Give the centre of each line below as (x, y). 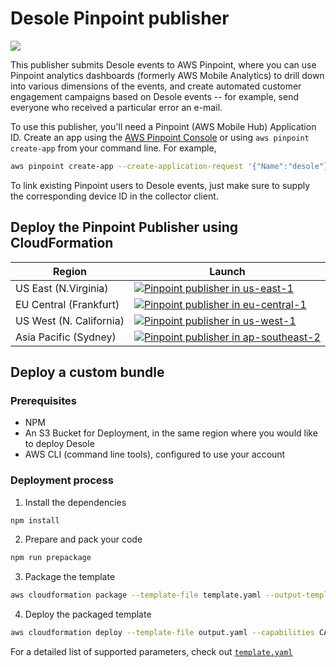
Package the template (70, 577)
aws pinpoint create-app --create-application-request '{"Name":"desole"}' (171, 166)
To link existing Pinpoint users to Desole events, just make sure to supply (160, 185)
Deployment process (62, 480)
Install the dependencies (75, 502)
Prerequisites (43, 400)
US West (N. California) (70, 320)
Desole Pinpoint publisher (120, 18)
